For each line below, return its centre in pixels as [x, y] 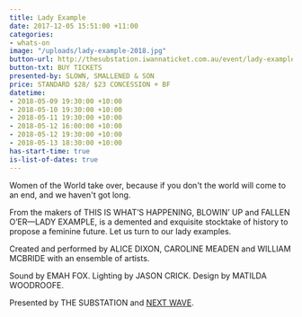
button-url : [31, 59]
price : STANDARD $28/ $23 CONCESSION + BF [90, 84]
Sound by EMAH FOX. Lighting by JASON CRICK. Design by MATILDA [138, 276]
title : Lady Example [48, 18]
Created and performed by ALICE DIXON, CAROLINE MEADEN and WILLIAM [150, 249]
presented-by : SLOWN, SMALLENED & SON [82, 76]
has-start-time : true [50, 151]
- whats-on [30, 43]
